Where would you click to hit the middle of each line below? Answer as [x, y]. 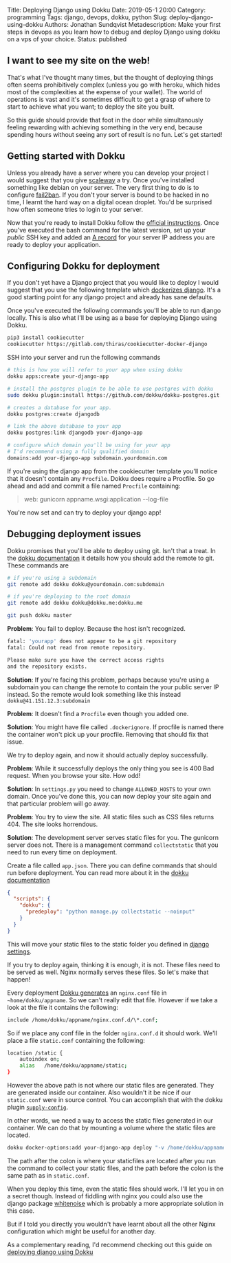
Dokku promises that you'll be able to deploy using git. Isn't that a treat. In [111, 550]
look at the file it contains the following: [63, 1007]
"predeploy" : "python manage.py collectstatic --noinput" [110, 912]
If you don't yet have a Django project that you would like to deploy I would [113, 283]
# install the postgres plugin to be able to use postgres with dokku [110, 389]
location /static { [35, 1053]
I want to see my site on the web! [79, 61]
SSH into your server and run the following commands [84, 358]
